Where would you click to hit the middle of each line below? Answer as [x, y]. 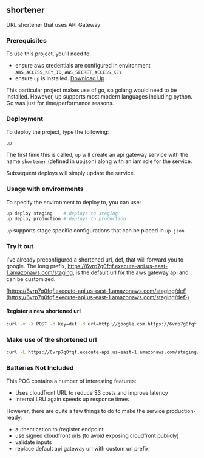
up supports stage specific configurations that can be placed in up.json [95, 231]
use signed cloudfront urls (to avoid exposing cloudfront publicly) [97, 436]
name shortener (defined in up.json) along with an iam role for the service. [99, 161]
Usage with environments [45, 189]
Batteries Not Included [40, 367]
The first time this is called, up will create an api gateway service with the [97, 155]
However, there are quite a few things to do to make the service [86, 411]
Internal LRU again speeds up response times [72, 399]
